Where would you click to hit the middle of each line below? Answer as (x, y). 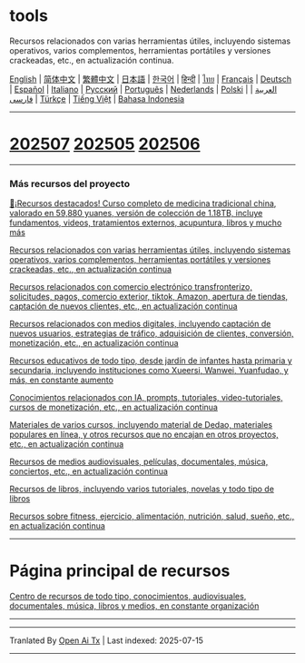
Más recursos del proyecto (69, 183)
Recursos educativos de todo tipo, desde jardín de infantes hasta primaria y (151, 361)
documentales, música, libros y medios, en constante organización (134, 606)
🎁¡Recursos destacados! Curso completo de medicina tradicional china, (143, 203)
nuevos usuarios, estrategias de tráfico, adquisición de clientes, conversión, (152, 333)
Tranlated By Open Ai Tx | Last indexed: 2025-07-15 (107, 640)
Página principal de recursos (120, 571)
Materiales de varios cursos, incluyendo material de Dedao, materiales (141, 425)
